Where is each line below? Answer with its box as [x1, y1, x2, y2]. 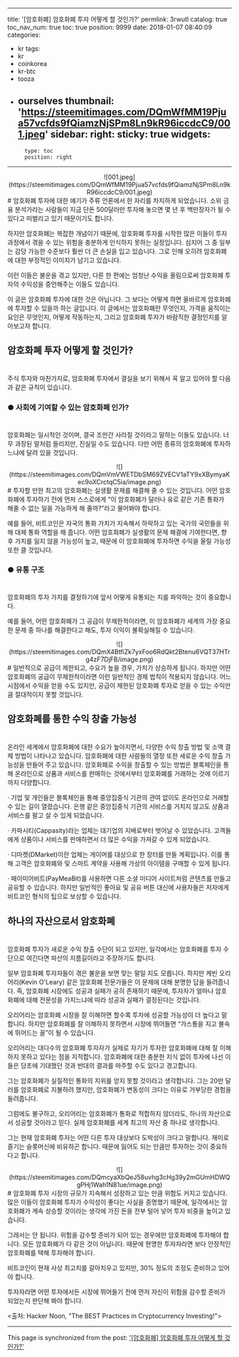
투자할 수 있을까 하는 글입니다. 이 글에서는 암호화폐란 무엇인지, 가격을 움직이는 [14, 304, 231, 312]
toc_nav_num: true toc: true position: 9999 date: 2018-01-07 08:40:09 [7, 23, 212, 31]
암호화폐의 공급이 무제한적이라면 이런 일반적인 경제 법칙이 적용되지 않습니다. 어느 [7, 672, 232, 681]
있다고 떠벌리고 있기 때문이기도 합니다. [7, 214, 114, 223]
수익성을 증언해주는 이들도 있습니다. [20, 280, 119, 288]
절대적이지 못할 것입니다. [14, 690, 84, 698]
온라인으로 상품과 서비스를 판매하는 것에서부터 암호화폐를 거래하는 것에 [14, 770, 211, 778]
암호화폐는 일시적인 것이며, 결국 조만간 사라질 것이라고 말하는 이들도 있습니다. [7, 430, 222, 439]
